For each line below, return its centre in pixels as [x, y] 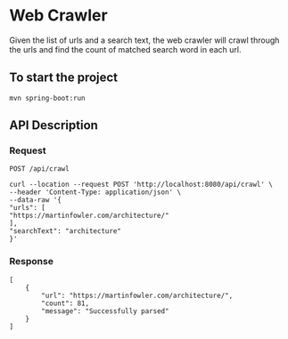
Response [31, 262]
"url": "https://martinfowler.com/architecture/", [137, 295]
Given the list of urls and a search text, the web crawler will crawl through [144, 40]
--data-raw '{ [36, 200]
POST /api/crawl [39, 169]
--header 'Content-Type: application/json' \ [95, 192]
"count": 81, [66, 303]
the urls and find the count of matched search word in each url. [126, 49]
